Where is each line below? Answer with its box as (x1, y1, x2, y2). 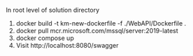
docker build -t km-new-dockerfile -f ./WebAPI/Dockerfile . (15, 19, 187, 27)
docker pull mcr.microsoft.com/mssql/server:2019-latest (15, 27, 178, 35)
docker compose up (15, 34, 74, 42)
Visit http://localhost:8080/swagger (15, 41, 119, 49)
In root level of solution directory (6, 6, 100, 14)
